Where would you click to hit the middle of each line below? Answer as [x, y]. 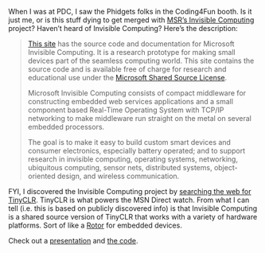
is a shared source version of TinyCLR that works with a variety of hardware [133, 217]
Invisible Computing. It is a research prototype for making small [132, 52]
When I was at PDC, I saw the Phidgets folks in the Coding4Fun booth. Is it [130, 12]
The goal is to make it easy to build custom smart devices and [129, 142]
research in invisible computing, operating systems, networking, [133, 159]
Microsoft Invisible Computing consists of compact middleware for [137, 93]
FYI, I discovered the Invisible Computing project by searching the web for [130, 191]
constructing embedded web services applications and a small [130, 101]
